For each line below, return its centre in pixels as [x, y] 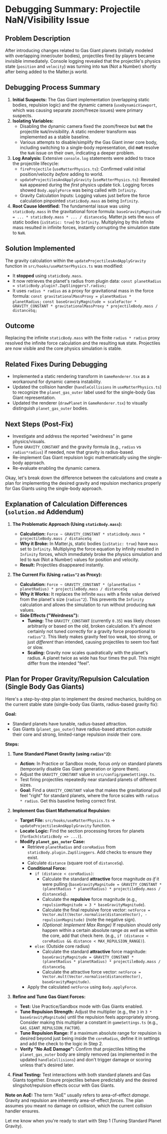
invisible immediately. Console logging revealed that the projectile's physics [83, 61]
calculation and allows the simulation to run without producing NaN [87, 605]
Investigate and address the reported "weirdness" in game [73, 436]
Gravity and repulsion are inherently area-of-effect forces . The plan [74, 1100]
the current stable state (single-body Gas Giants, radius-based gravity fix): [82, 704]
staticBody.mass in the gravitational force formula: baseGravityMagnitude [87, 211]
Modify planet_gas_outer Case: [53, 841]
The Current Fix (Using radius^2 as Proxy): [57, 575]
